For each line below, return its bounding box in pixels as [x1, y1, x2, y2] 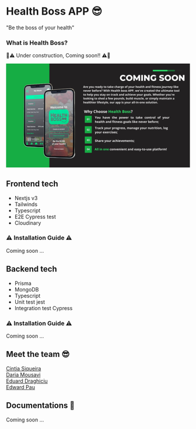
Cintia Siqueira [6, 365, 41, 372]
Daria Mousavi [6, 371, 41, 378]
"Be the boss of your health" [6, 24, 75, 31]
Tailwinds [14, 201, 38, 208]
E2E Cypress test [14, 213, 57, 220]
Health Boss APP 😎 [6, 5, 103, 18]
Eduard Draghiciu [6, 377, 48, 385]
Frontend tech [6, 179, 58, 189]
